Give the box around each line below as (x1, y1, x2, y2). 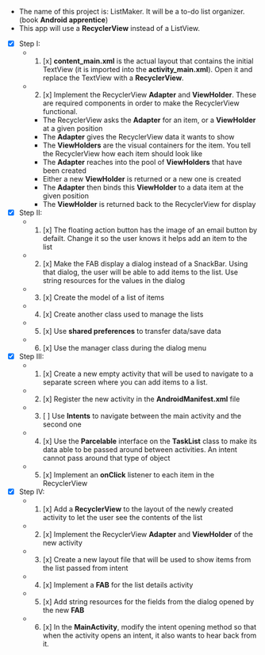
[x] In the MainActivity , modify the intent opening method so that (42, 622, 257, 632)
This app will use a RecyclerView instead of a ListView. (18, 24, 200, 33)
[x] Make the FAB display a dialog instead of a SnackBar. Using (42, 259, 248, 269)
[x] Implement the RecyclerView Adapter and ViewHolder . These (42, 90, 257, 100)
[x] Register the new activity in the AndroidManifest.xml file (42, 394, 240, 404)
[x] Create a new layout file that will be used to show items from (42, 555, 252, 565)
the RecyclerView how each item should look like (42, 149, 203, 159)
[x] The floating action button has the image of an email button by (42, 225, 258, 235)
